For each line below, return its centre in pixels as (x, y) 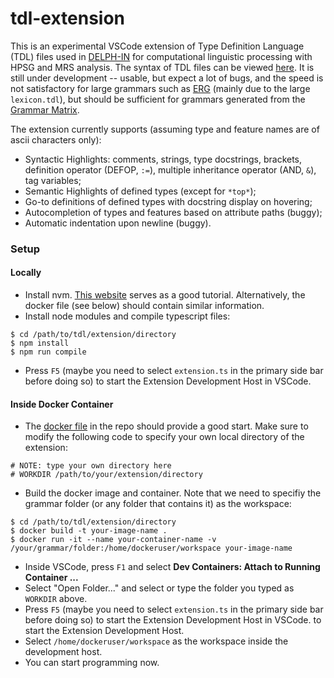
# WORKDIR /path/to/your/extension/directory (106, 475)
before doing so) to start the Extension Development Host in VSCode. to (173, 620)
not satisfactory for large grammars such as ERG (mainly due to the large (160, 88)
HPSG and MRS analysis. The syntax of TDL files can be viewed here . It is (162, 67)
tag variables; (53, 180)
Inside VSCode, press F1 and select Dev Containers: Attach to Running (172, 567)
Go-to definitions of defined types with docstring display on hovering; (168, 201)
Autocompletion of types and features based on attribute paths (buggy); (173, 212)
